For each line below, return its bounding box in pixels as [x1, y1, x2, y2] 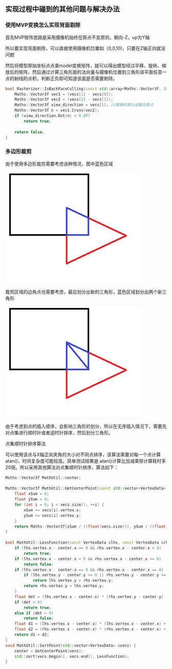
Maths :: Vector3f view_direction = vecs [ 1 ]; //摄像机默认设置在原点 [14, 102, 154, 108]
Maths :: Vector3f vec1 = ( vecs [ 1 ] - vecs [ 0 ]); [14, 91, 114, 97]
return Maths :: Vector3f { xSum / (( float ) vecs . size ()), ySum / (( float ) [14, 524, 168, 529]
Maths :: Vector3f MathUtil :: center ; [5, 475, 81, 480]
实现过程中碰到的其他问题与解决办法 [5, 5, 120, 14]
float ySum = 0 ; [14, 497, 50, 502]
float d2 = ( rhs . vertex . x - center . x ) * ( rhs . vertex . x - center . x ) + [14, 627, 166, 632]
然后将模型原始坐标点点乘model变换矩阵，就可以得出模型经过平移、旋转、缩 [5, 62, 166, 68]
